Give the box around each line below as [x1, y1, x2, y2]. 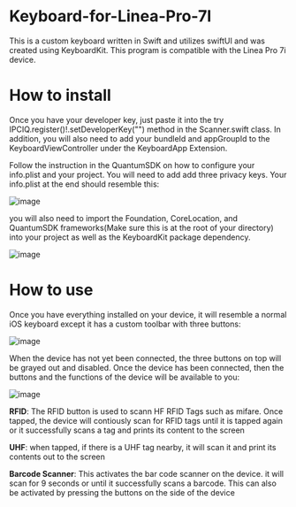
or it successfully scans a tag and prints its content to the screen [9, 425, 246, 435]
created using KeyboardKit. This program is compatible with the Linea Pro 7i [9, 44, 286, 55]
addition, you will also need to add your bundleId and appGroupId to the [9, 133, 271, 143]
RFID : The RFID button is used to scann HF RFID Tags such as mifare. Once [9, 405, 284, 417]
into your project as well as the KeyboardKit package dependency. [9, 232, 251, 242]
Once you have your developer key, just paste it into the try [9, 114, 224, 125]
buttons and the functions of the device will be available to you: [9, 372, 240, 382]
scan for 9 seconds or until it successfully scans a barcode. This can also [9, 478, 277, 488]
